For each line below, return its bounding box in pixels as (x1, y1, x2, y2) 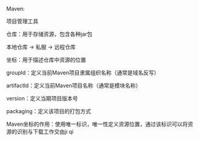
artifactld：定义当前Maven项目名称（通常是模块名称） (6, 82, 141, 89)
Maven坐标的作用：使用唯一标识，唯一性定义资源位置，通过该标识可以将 (6, 120, 188, 128)
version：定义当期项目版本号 (6, 95, 78, 102)
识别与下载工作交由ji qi (16, 128, 74, 135)
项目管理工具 (6, 18, 38, 25)
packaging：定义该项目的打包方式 (6, 108, 91, 114)
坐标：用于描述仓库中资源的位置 (6, 56, 86, 63)
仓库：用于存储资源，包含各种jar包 (6, 30, 93, 38)
